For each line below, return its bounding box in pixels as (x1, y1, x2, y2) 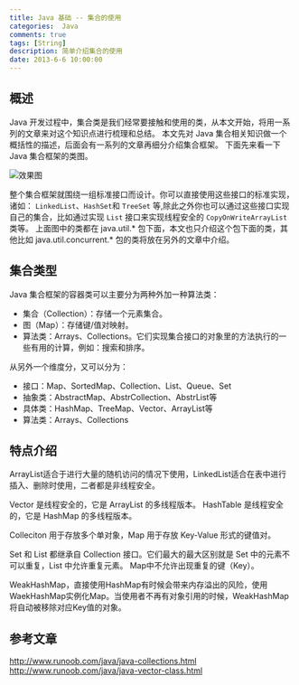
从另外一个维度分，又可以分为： (9, 361, 128, 371)
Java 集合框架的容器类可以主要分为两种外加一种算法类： (9, 288, 220, 299)
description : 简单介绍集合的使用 (9, 47, 124, 56)
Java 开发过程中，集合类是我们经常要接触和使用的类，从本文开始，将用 (9, 117, 276, 127)
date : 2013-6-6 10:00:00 (9, 55, 103, 64)
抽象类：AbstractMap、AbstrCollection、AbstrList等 (22, 391, 218, 402)
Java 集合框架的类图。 (9, 150, 93, 161)
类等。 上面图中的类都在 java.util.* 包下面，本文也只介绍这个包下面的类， (9, 222, 281, 233)
